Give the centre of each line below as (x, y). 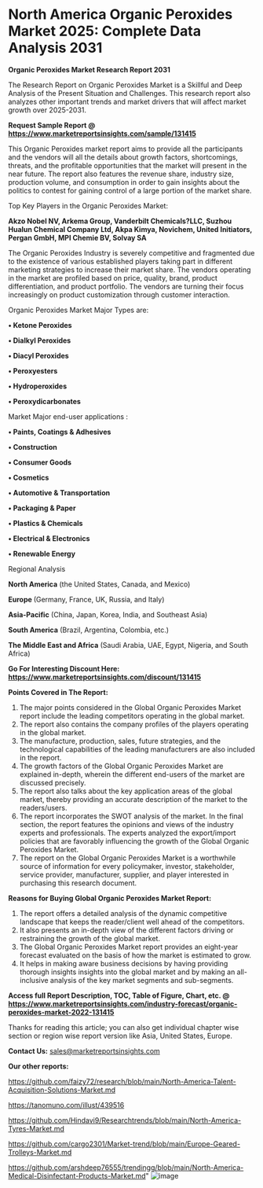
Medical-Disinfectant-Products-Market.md (77, 1175)
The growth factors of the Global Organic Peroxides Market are (121, 766)
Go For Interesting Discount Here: (64, 668)
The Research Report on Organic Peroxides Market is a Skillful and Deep (125, 85)
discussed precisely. (53, 782)
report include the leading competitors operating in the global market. (132, 715)
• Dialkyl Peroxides (40, 340)
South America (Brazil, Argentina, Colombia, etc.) (89, 630)
